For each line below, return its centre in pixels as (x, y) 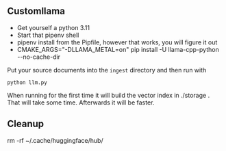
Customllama (36, 11)
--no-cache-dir (38, 57)
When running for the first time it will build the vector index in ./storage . (109, 95)
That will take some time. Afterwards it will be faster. (81, 102)
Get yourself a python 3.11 (53, 27)
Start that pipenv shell (48, 35)
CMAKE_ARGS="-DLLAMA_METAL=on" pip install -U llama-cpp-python (118, 49)
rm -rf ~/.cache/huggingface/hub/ (55, 140)
